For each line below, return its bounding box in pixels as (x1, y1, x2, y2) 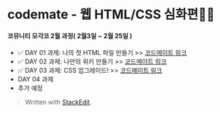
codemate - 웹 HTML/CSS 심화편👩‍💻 (7, 6, 215, 23)
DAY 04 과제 (17, 75, 54, 83)
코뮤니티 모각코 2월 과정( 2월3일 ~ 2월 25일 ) (7, 31, 132, 40)
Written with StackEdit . (24, 98, 93, 107)
